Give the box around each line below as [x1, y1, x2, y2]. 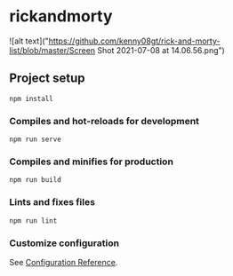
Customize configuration [9, 237, 120, 249]
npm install [9, 94, 53, 103]
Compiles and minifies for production [9, 155, 173, 168]
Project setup [9, 71, 86, 86]
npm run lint [9, 216, 58, 225]
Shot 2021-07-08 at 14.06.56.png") [97, 44, 225, 55]
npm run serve [9, 135, 62, 144]
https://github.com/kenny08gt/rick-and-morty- [48, 35, 221, 46]
